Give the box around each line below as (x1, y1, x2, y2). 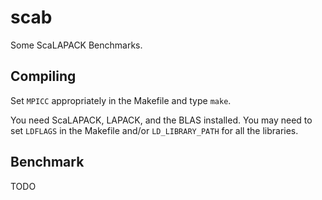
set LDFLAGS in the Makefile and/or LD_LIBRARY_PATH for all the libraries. (10, 124, 299, 136)
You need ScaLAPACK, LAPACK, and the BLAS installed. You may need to (10, 114, 313, 126)
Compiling (10, 68, 77, 85)
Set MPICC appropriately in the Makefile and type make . (10, 94, 232, 106)
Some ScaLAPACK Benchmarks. (10, 39, 143, 51)
